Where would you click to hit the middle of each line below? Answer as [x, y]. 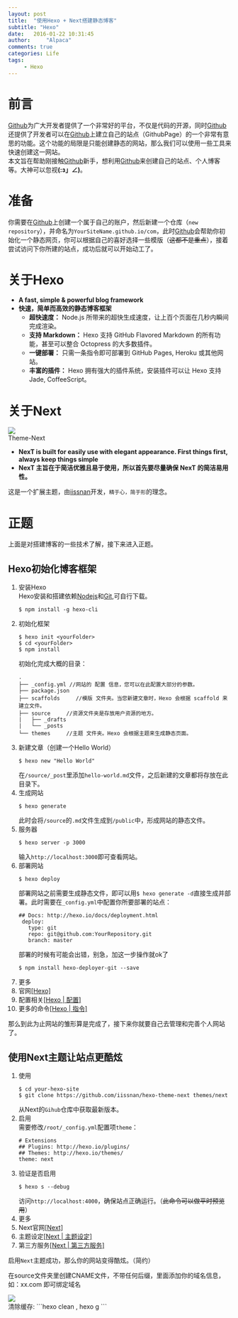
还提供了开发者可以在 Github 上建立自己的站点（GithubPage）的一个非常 [112, 134]
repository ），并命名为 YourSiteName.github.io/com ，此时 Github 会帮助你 [114, 231]
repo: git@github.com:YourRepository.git [90, 934]
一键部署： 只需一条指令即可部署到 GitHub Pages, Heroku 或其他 [123, 353]
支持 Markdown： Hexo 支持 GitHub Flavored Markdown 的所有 [121, 335]
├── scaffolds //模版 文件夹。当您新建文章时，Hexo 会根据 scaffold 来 [123, 698]
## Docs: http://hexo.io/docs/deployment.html [88, 916]
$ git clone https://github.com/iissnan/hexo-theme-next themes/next [123, 1095]
